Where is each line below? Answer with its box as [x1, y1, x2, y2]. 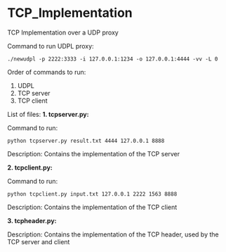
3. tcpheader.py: [7, 216, 58, 225]
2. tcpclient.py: [7, 163, 53, 172]
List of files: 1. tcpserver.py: [7, 110, 89, 118]
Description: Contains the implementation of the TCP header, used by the [7, 230, 219, 239]
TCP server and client [7, 237, 70, 246]
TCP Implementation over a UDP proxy [7, 28, 119, 37]
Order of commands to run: [7, 68, 86, 76]
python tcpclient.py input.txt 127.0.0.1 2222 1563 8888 [7, 190, 178, 198]
